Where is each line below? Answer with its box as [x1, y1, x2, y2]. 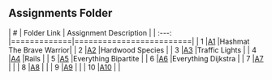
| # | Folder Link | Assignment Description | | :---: [8, 27, 172, 37]
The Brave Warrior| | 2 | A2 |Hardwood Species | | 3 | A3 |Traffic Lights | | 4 [8, 44, 257, 55]
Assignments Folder [8, 6, 113, 20]
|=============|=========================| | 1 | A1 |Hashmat [8, 36, 250, 46]
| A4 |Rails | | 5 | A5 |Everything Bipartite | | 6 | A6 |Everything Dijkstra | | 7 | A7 [8, 53, 264, 63]
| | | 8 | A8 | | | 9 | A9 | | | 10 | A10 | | [8, 62, 121, 72]
